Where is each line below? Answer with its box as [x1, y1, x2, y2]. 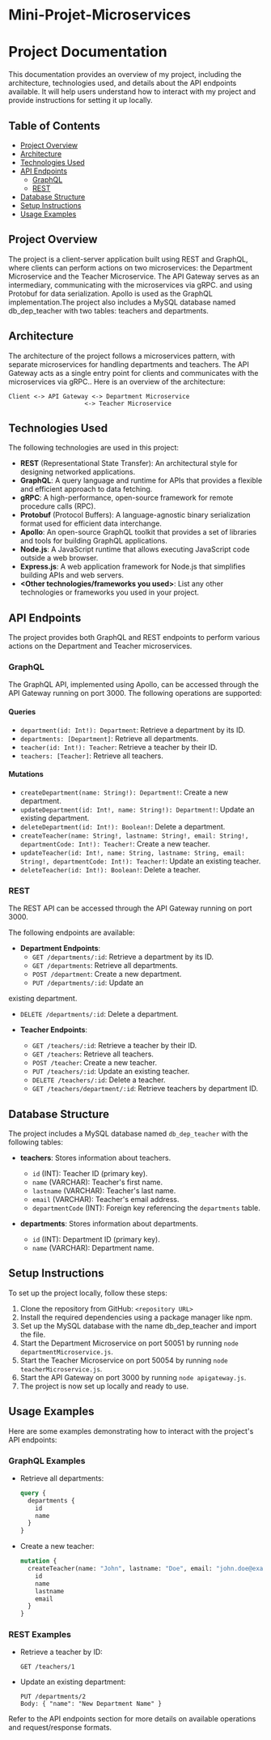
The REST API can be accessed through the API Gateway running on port [8, 903, 252, 913]
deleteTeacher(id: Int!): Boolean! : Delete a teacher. [19, 864, 201, 874]
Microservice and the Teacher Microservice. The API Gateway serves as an [8, 271, 260, 281]
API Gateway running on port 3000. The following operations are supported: [8, 689, 262, 698]
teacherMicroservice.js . [19, 1363, 103, 1374]
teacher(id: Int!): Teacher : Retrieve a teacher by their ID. [19, 742, 218, 752]
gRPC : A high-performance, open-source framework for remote [19, 493, 234, 503]
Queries [8, 707, 36, 717]
